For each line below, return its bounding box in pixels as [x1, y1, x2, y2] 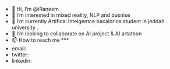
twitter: [11, 51, 29, 58]
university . [11, 24, 39, 31]
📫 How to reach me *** [11, 37, 69, 43]
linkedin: [11, 57, 32, 64]
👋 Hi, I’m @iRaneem [11, 6, 59, 12]
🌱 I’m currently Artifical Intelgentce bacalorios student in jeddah [11, 18, 165, 24]
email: [11, 45, 26, 52]
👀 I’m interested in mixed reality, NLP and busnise [11, 12, 130, 19]
